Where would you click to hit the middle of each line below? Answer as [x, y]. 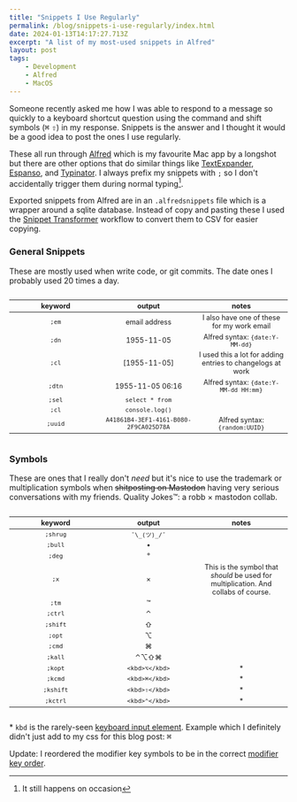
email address [148, 322]
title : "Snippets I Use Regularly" [75, 17]
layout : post [33, 50]
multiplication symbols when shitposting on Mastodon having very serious [145, 488]
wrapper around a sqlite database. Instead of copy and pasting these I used [147, 210]
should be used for [241, 575]
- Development [51, 67]
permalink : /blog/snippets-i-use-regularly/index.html [112, 26]
